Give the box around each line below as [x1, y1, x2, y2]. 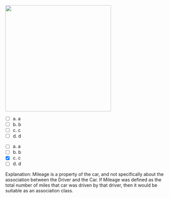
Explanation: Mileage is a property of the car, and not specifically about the [5, 171, 164, 177]
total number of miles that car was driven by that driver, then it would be [5, 182, 158, 188]
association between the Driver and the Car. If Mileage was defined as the [5, 176, 162, 183]
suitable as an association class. [5, 187, 73, 193]
